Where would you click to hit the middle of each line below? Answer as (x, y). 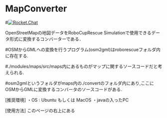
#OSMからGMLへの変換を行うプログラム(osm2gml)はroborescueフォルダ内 (83, 49)
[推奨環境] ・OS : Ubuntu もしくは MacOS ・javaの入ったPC (67, 100)
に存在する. (17, 56)
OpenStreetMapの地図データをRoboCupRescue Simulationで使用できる (78, 32)
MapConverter (36, 9)
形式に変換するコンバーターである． (46, 39)
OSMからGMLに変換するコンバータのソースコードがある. (64, 89)
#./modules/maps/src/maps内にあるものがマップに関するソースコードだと (82, 66)
